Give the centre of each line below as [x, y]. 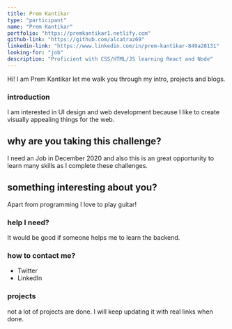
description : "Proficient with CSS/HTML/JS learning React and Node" [110, 59]
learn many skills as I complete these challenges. [78, 165]
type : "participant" [37, 20]
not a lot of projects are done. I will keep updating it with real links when [110, 312]
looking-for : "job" [36, 53]
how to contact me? [41, 255]
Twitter [28, 271]
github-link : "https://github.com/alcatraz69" [76, 40]
